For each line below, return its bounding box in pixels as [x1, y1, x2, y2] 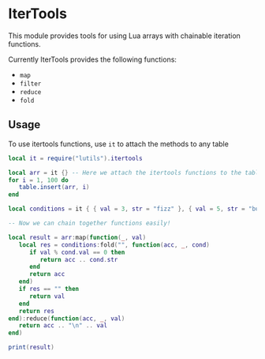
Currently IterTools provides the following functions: [8, 55, 177, 64]
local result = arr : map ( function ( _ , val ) [8, 233, 147, 241]
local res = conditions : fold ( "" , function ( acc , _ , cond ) [18, 240, 211, 249]
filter [19, 80, 42, 88]
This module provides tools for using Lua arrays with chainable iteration [8, 31, 241, 40]
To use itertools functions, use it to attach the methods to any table [8, 139, 229, 149]
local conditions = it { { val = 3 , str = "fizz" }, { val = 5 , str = [8, 205, 246, 214]
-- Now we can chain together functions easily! [8, 219, 171, 227]
